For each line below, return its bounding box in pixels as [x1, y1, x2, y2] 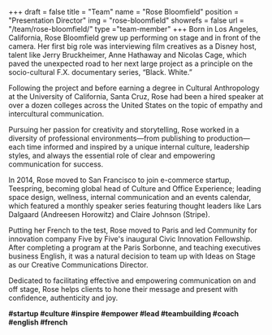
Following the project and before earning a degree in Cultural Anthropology [8, 83, 260, 93]
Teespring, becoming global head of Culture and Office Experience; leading [8, 184, 261, 194]
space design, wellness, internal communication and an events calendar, [8, 193, 252, 202]
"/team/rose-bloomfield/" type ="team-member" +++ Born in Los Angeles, [8, 24, 258, 33]
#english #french [8, 317, 68, 327]
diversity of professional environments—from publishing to [8, 133, 205, 143]
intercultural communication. [8, 109, 105, 119]
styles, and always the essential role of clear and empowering [8, 150, 215, 160]
